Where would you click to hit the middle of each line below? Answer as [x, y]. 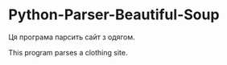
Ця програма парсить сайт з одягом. [72, 37]
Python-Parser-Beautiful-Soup [114, 15]
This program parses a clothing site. [68, 52]
